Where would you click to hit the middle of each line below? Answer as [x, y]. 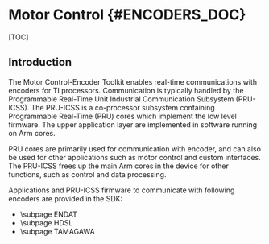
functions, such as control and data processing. [87, 174]
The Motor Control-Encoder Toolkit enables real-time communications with [133, 81]
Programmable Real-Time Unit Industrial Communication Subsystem [121, 99]
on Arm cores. [32, 133]
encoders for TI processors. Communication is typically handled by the [126, 90]
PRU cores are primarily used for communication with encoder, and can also [135, 149]
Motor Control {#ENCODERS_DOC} [127, 15]
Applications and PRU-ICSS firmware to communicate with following [122, 190]
